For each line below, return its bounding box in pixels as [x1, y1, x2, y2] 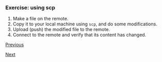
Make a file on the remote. [12, 16, 68, 22]
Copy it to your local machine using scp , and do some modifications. [12, 21, 158, 27]
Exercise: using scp [5, 4, 56, 11]
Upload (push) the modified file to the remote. [12, 26, 110, 33]
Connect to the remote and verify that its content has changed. [12, 32, 147, 38]
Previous [5, 42, 24, 48]
